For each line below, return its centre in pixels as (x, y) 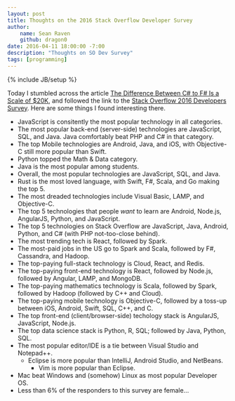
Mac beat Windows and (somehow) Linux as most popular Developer (117, 375)
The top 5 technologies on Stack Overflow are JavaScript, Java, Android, (123, 226)
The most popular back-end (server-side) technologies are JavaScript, (120, 129)
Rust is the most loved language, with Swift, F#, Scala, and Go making (118, 181)
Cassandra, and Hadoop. (53, 256)
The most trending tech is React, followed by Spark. (92, 241)
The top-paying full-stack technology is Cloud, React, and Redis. (111, 263)
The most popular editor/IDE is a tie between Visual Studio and (108, 346)
